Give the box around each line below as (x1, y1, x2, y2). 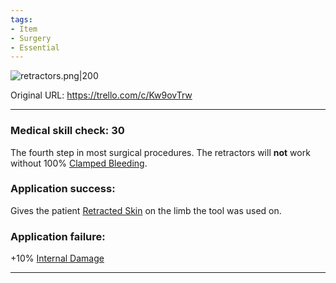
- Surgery (10, 33, 52, 43)
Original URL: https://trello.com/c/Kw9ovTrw (10, 89, 193, 101)
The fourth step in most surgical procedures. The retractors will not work (10, 146, 311, 158)
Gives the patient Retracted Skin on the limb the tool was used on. (10, 204, 282, 216)
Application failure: (10, 229, 106, 243)
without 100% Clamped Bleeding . (10, 157, 148, 169)
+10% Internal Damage (10, 252, 105, 265)
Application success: (10, 182, 116, 196)
